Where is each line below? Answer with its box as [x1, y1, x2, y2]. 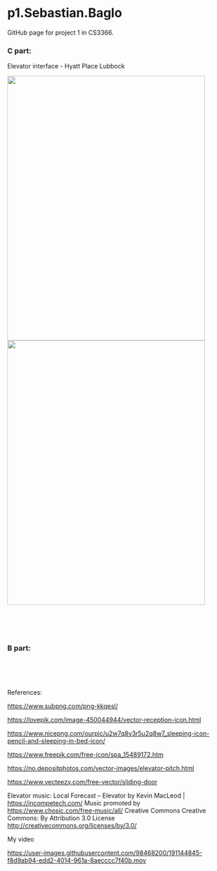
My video [7, 834, 34, 843]
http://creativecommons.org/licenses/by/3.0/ [7, 821, 137, 829]
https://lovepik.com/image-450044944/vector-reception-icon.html [7, 715, 202, 724]
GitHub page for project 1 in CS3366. [7, 28, 114, 37]
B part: [7, 643, 32, 653]
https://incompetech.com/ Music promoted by [7, 798, 140, 807]
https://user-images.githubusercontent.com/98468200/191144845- [7, 848, 202, 857]
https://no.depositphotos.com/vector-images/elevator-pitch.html [7, 764, 195, 772]
